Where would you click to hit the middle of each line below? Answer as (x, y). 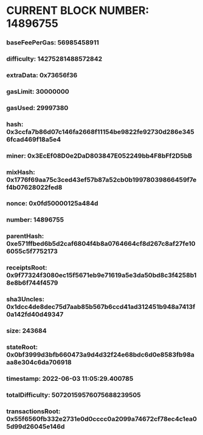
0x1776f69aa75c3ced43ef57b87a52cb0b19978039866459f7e (101, 179)
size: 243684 (26, 331)
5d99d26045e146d (36, 426)
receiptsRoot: (27, 268)
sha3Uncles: (25, 299)
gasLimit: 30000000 (38, 91)
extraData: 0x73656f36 (42, 75)
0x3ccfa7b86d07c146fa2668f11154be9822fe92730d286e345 (100, 131)
